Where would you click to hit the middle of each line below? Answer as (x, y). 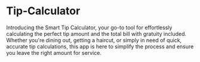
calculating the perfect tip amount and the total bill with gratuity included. (96, 33)
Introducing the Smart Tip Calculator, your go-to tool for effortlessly (89, 27)
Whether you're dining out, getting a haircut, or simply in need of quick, (94, 40)
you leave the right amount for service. (54, 52)
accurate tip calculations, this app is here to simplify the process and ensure (100, 46)
